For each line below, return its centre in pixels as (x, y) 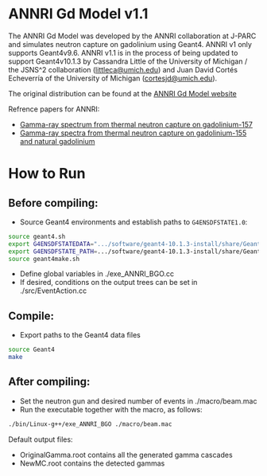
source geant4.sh (37, 236)
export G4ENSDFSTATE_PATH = (53, 252)
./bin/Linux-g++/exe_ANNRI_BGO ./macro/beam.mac (90, 424)
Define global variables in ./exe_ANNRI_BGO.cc (97, 274)
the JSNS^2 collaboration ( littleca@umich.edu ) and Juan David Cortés (123, 69)
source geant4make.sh (44, 259)
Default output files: (41, 439)
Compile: (31, 316)
